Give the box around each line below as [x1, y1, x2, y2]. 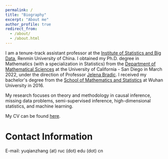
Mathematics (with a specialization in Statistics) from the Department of [5, 61, 156, 67]
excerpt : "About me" [5, 17, 49, 22]
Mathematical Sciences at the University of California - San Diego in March [5, 66, 163, 72]
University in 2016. [5, 82, 44, 88]
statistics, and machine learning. [5, 103, 73, 109]
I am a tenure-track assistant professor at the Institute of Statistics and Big [5, 49, 161, 56]
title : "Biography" [5, 12, 47, 17]
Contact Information [5, 131, 93, 143]
